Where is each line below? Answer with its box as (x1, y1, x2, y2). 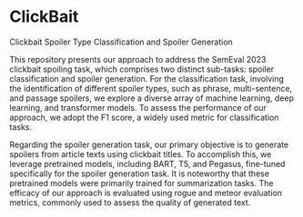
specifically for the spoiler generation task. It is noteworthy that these (9, 168, 270, 179)
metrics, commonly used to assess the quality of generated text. (9, 197, 251, 208)
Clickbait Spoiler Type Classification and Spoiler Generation (9, 36, 234, 47)
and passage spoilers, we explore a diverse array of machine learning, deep (9, 93, 294, 104)
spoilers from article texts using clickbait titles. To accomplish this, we (9, 148, 272, 160)
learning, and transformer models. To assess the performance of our (9, 102, 267, 113)
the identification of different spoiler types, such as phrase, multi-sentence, (9, 83, 293, 94)
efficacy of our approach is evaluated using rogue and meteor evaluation (9, 187, 283, 198)
